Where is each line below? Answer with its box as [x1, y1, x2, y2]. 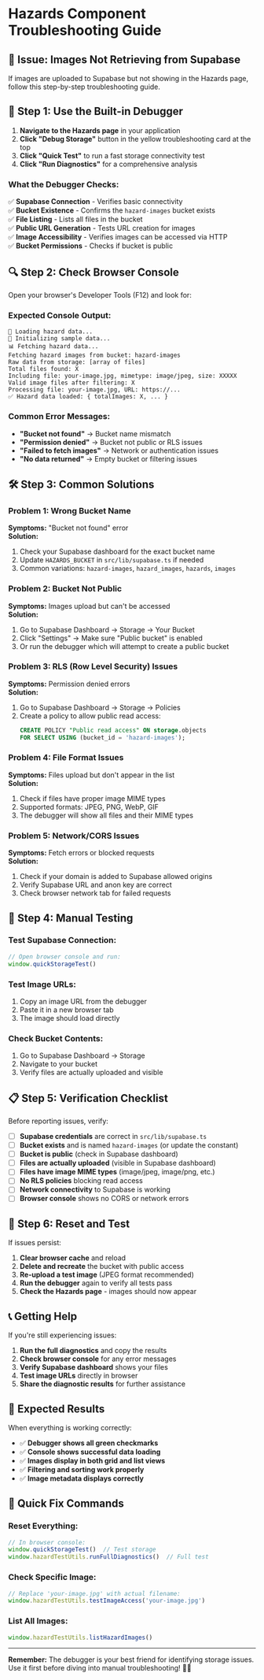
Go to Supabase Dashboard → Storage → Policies [19, 703, 181, 712]
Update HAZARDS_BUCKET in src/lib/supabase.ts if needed [19, 555, 204, 565]
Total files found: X [8, 365, 79, 373]
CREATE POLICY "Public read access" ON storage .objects [19, 726, 207, 734]
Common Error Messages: [8, 411, 111, 422]
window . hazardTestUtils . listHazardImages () [8, 1634, 153, 1641]
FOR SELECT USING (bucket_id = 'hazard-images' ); [19, 733, 186, 741]
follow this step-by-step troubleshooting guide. [8, 82, 161, 91]
